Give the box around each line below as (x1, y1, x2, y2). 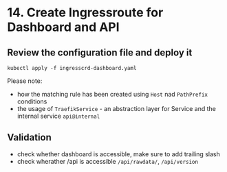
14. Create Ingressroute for (7, 5, 164, 21)
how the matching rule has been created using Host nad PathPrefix (17, 90, 208, 98)
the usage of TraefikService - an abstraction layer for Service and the (17, 105, 217, 112)
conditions (17, 97, 47, 106)
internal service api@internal (17, 112, 100, 120)
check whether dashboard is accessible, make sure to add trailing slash (17, 149, 220, 158)
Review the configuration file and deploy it (7, 47, 193, 58)
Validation (7, 132, 52, 143)
